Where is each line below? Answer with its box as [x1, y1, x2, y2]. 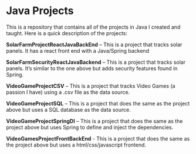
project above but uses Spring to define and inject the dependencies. [6, 124, 174, 131]
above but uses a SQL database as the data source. [6, 106, 131, 113]
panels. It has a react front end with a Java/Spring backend [6, 47, 150, 54]
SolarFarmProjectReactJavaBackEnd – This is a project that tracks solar [6, 41, 183, 48]
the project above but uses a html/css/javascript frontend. [6, 141, 147, 148]
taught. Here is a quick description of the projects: [6, 29, 128, 36]
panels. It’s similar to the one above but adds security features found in [6, 64, 178, 71]
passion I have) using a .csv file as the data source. [6, 88, 130, 95]
